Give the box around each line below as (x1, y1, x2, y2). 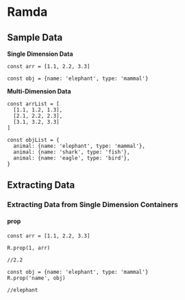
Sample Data (7, 32, 63, 43)
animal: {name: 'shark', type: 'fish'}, (13, 149, 130, 156)
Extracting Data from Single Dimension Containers (7, 200, 178, 210)
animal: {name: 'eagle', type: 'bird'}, (13, 155, 130, 162)
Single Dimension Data (7, 50, 73, 58)
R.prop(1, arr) (7, 244, 51, 251)
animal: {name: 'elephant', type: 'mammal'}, (13, 142, 146, 149)
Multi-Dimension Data (7, 87, 71, 95)
